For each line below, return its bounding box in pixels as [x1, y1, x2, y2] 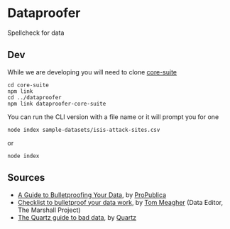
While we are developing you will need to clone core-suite [7, 67, 177, 76]
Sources [7, 172, 45, 184]
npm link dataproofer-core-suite [7, 100, 106, 107]
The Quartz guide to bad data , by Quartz [17, 213, 137, 221]
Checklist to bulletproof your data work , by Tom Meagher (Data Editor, [17, 198, 224, 206]
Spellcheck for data [7, 28, 65, 37]
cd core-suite [7, 82, 50, 89]
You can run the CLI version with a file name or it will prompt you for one [7, 112, 219, 121]
